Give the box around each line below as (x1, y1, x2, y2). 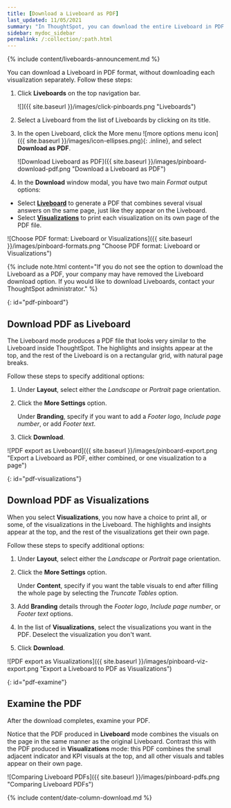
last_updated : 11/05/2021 (7, 17, 82, 24)
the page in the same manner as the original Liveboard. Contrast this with (7, 737, 216, 745)
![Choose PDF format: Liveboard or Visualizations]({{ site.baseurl (7, 235, 192, 243)
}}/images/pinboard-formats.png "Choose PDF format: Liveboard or (7, 242, 201, 250)
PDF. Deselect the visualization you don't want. (17, 630, 152, 638)
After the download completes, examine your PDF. (7, 716, 151, 724)
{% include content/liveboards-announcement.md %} (7, 55, 160, 63)
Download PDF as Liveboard (7, 318, 131, 330)
